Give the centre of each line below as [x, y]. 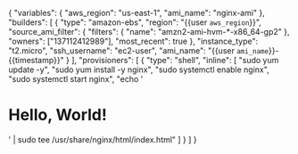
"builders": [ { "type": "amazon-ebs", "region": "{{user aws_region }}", [135, 22]
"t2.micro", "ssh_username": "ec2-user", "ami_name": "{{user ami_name [139, 51]
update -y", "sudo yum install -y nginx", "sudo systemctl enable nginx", [139, 69]
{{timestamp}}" [36, 60]
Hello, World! [58, 115]
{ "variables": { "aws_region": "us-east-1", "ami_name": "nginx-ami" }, [137, 13]
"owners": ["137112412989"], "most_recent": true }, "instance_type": [133, 41]
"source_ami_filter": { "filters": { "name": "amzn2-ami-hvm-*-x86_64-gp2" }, [149, 32]
